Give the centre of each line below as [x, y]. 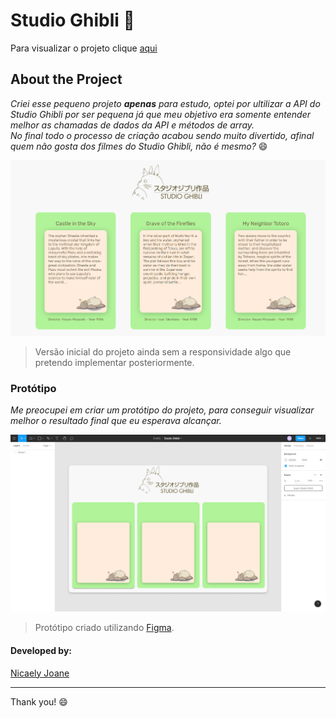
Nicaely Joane [40, 673]
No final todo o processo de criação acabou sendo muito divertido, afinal [162, 135]
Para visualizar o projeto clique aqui [84, 48]
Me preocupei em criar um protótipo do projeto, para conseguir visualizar [162, 410]
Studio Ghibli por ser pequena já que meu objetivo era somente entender [161, 114]
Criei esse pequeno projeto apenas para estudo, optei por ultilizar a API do [165, 103]
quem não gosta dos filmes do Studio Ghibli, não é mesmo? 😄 [139, 146]
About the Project [66, 79]
